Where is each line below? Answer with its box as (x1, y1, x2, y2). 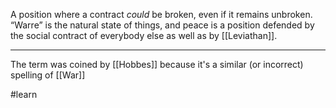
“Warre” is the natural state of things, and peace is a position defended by (10, 19, 315, 31)
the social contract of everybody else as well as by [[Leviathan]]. (10, 30, 278, 41)
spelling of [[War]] (10, 69, 86, 81)
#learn (10, 89, 38, 100)
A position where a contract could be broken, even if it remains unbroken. (10, 9, 313, 20)
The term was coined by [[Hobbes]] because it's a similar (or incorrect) (10, 59, 304, 70)
